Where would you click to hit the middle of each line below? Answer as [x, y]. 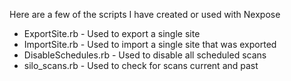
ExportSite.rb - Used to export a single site [112, 33]
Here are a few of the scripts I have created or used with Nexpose [145, 14]
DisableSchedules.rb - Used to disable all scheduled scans [145, 55]
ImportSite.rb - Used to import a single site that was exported [150, 44]
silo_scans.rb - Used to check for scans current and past [141, 65]
